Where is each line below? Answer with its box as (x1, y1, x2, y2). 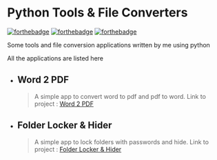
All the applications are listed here (7, 54, 104, 62)
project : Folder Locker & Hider (34, 145, 122, 153)
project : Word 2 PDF (34, 100, 94, 108)
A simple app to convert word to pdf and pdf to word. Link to (34, 92, 207, 100)
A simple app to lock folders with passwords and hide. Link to (34, 137, 209, 146)
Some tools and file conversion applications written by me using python (7, 41, 210, 49)
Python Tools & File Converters (7, 5, 188, 21)
